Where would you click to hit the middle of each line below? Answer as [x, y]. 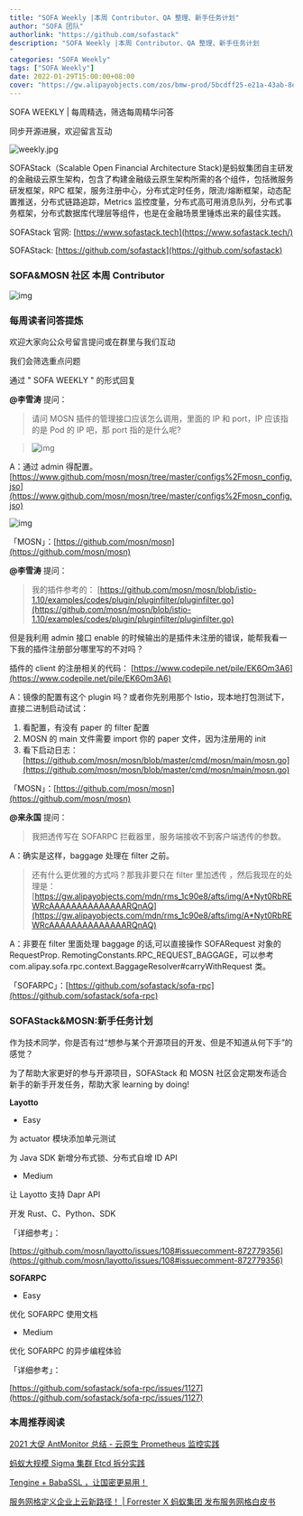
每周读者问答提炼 [46, 320]
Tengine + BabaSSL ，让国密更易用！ [79, 1482]
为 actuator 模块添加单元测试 [63, 1138]
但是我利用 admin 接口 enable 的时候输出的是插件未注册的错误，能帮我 [141, 638]
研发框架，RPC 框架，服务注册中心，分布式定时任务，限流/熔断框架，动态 [147, 190]
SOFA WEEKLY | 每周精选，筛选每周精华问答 [92, 112]
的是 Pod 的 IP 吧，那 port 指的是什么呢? [106, 430]
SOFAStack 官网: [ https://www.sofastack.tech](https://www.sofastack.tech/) [151, 232]
